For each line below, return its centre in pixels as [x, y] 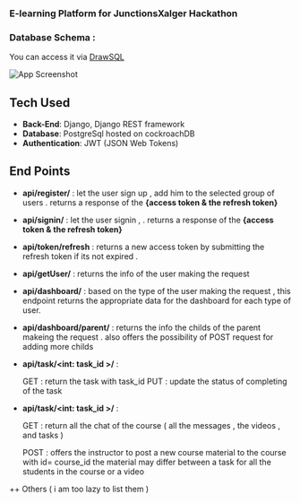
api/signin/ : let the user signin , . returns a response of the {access [148, 220]
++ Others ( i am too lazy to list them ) [79, 489]
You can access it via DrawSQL [67, 57]
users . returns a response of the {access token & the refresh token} [150, 202]
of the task [42, 390]
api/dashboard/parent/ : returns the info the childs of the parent [141, 327]
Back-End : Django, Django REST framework [103, 125]
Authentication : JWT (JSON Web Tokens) [100, 143]
